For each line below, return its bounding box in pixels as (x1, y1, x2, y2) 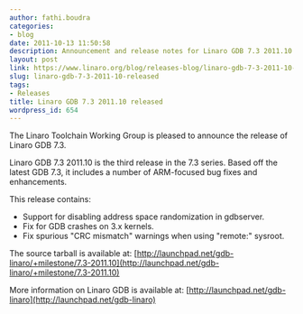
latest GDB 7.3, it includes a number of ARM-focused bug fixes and (9, 167, 258, 178)
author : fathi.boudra (9, 13, 91, 23)
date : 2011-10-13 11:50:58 (9, 38, 111, 48)
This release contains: (9, 194, 92, 205)
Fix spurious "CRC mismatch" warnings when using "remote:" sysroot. (22, 231, 285, 242)
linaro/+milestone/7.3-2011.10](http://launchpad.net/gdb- (9, 258, 219, 269)
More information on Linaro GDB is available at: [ (9, 285, 189, 296)
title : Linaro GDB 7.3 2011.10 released (9, 97, 164, 106)
